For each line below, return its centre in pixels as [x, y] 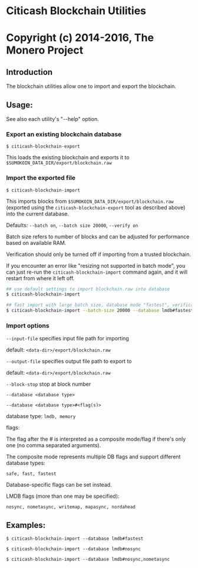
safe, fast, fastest [32, 474]
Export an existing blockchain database [64, 134]
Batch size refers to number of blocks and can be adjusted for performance [98, 237]
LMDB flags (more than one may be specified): [63, 496]
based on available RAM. [36, 242]
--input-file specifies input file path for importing [68, 339]
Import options [28, 326]
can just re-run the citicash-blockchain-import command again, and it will [97, 272]
